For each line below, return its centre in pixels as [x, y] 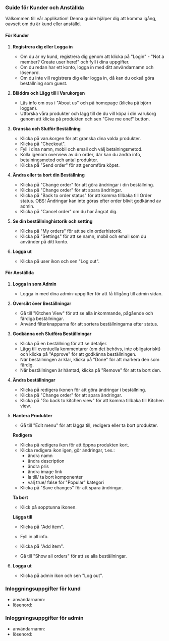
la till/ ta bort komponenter [55, 477]
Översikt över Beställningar [42, 303]
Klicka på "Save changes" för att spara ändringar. [71, 487]
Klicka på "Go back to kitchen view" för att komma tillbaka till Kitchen [92, 400]
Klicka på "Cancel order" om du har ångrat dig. [69, 211]
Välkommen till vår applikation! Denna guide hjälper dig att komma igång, [81, 19]
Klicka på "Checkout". [43, 144]
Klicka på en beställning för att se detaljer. [64, 343]
